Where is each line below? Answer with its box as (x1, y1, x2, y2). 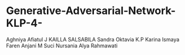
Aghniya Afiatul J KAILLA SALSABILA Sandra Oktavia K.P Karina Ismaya (6, 36, 180, 43)
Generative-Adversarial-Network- (6, 4, 176, 18)
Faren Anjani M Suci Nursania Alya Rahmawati (6, 42, 118, 49)
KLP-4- (6, 16, 43, 30)
